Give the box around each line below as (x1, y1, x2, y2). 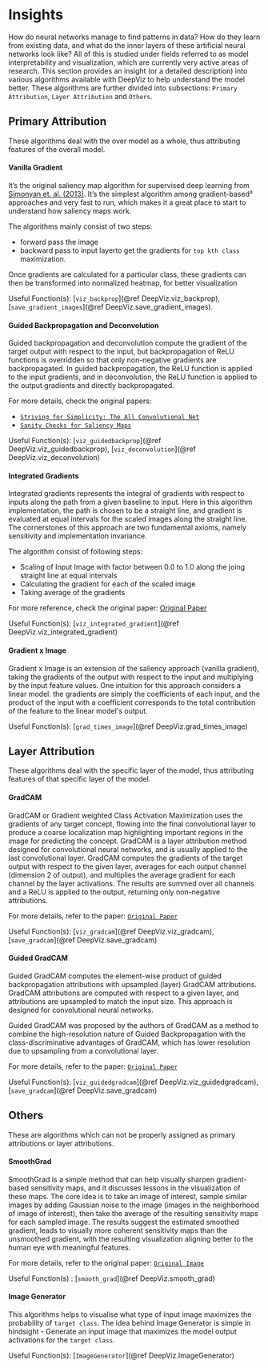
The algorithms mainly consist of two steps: (8, 222, 153, 231)
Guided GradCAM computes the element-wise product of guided (8, 970, 222, 981)
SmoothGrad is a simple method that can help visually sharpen (8, 1174, 215, 1184)
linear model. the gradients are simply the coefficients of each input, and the (8, 689, 260, 698)
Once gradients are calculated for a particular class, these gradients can (8, 270, 246, 279)
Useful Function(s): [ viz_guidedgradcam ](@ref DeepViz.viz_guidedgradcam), (8, 1077, 258, 1086)
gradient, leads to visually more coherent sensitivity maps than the (8, 1226, 228, 1235)
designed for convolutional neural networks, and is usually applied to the (8, 844, 248, 854)
